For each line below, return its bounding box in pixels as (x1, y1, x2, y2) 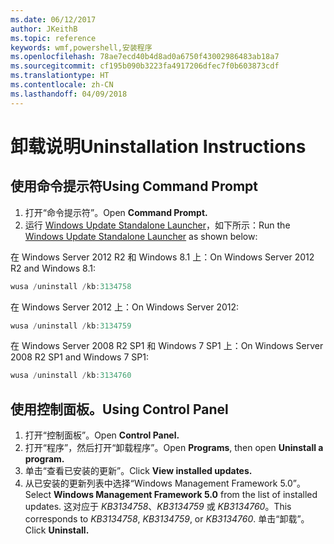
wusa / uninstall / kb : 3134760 (10, 371, 132, 381)
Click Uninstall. (24, 524, 90, 536)
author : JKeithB (10, 24, 78, 34)
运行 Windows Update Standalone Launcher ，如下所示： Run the (24, 219, 291, 231)
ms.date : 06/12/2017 (10, 14, 97, 25)
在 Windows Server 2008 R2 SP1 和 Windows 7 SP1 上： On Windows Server (10, 340, 324, 352)
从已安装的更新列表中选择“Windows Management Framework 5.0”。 (24, 477, 306, 490)
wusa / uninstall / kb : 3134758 (10, 281, 132, 291)
